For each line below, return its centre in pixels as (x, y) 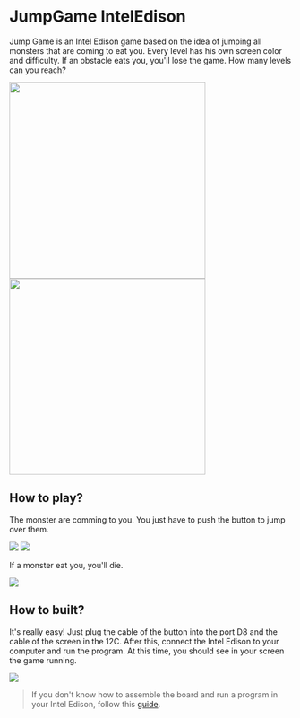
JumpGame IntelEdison (98, 17)
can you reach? (38, 70)
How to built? (47, 610)
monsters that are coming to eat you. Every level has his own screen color (146, 50)
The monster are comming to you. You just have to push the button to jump (147, 519)
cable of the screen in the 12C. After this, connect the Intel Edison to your (144, 641)
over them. (29, 529)
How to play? (46, 498)
